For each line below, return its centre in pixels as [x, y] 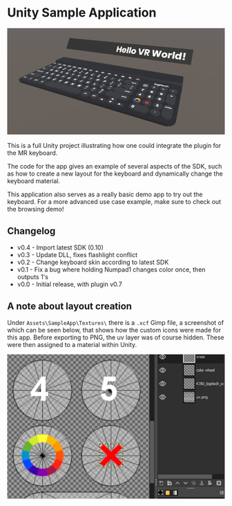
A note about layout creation [70, 306]
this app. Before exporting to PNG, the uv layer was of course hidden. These [116, 337]
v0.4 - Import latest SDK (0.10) [60, 247]
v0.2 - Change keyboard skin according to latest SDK [93, 262]
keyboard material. [34, 181]
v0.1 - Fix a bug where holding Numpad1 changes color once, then [111, 270]
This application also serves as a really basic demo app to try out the [105, 194]
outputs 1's [32, 277]
